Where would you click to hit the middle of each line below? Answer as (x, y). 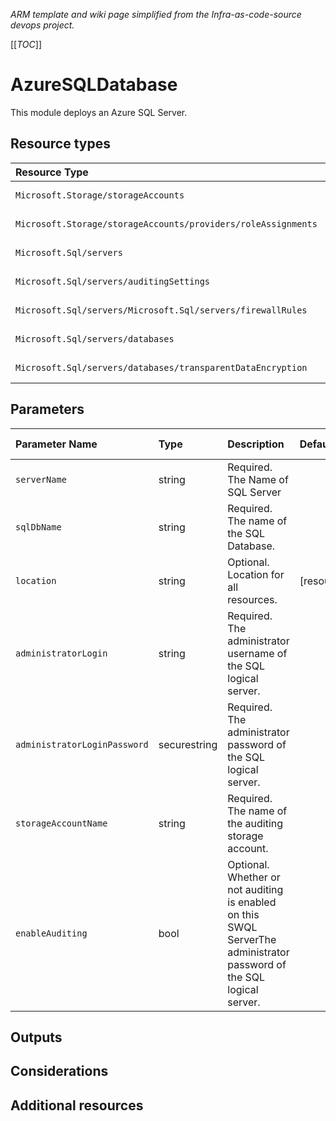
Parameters (47, 409)
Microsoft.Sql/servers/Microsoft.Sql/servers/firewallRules (161, 310)
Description (256, 444)
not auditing (255, 889)
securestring (188, 744)
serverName (41, 479)
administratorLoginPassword (82, 744)
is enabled (252, 902)
